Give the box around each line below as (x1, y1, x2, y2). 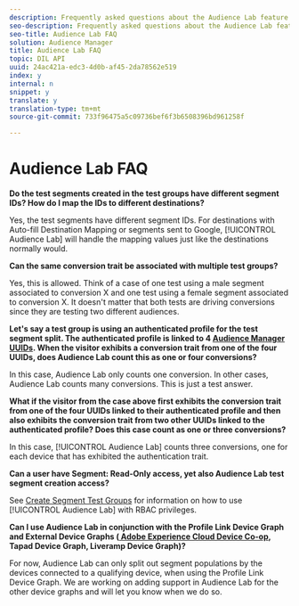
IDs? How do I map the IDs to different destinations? (9, 198, 205, 209)
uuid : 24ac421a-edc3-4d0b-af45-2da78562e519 (9, 63, 177, 72)
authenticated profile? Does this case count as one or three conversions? (9, 424, 287, 435)
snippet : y (9, 87, 50, 96)
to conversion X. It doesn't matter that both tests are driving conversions (9, 297, 276, 307)
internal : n (9, 79, 53, 88)
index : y (9, 71, 42, 80)
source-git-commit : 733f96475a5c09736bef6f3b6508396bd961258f (9, 112, 245, 121)
